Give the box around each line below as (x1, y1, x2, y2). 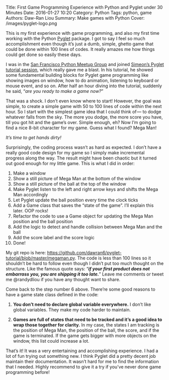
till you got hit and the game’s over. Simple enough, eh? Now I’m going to (6, 120, 156, 125)
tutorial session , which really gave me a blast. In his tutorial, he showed (6, 67, 153, 73)
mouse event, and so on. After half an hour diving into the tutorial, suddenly (6, 83, 162, 89)
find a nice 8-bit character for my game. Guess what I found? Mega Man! (6, 125, 157, 131)
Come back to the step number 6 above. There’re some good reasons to (6, 286, 155, 292)
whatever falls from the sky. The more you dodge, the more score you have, (6, 114, 163, 120)
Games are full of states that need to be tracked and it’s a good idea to (13, 316, 162, 322)
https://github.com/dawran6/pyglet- (47, 250, 122, 255)
